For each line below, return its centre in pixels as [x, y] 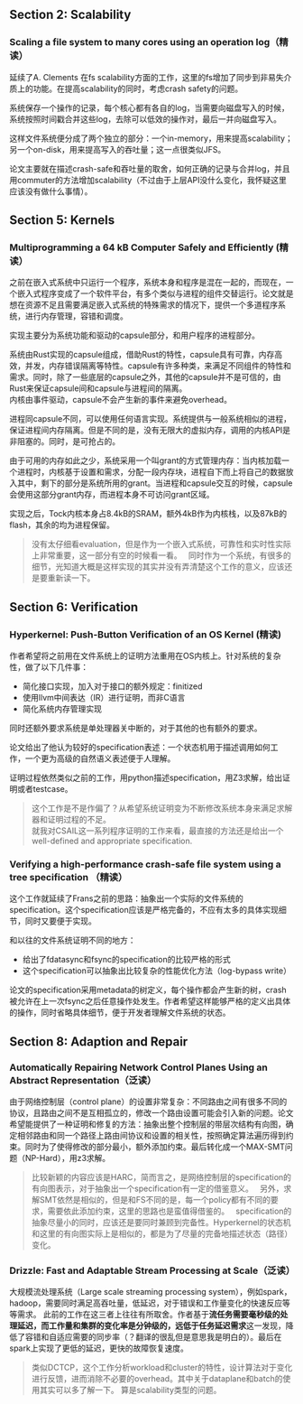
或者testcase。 [45, 789]
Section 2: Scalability [70, 15]
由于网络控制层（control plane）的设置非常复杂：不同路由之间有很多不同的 [148, 1102]
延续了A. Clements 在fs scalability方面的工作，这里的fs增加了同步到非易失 [147, 77]
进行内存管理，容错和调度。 [76, 316]
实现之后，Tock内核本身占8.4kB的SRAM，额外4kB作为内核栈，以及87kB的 [148, 514]
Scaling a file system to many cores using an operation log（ [144, 42]
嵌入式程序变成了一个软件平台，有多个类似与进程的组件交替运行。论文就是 [155, 293]
